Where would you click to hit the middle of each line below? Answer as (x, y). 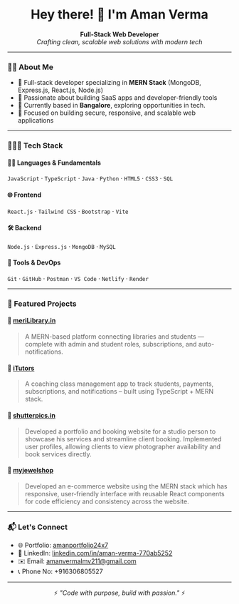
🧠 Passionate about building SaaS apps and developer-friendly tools (117, 98)
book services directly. (58, 454)
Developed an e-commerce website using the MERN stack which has (126, 486)
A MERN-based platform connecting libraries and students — (115, 337)
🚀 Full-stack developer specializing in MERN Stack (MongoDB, (109, 83)
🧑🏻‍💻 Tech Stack (35, 145)
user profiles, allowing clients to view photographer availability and (123, 446)
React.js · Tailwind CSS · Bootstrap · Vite (68, 211)
